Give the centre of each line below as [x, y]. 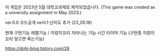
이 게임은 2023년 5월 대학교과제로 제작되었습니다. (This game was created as [80, 7]
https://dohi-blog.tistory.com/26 [37, 48]
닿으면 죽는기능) [29, 39]
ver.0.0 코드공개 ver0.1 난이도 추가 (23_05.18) [49, 22]
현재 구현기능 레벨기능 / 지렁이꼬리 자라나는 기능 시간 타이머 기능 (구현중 [73, 33]
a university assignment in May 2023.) [43, 13]
